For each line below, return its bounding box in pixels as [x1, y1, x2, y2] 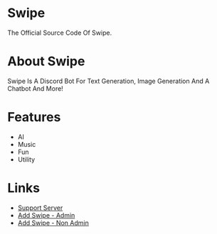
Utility [17, 155, 36, 164]
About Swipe [7, 53, 85, 69]
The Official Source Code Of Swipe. [7, 28, 112, 37]
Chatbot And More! [7, 84, 64, 93]
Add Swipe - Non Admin [17, 218, 89, 227]
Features [7, 109, 61, 126]
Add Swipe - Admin [17, 211, 75, 219]
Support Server [17, 204, 63, 212]
